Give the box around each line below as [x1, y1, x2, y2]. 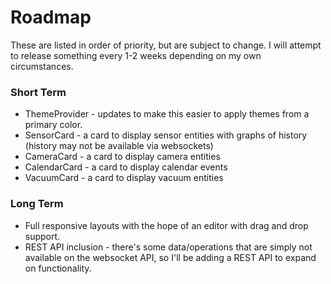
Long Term [10, 197, 64, 211]
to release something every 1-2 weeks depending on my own [10, 49, 262, 61]
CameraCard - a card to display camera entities [24, 151, 221, 163]
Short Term [10, 85, 67, 99]
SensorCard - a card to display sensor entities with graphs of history [24, 129, 308, 141]
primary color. [24, 119, 83, 131]
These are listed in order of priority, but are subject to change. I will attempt [10, 39, 322, 51]
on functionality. [24, 262, 92, 274]
